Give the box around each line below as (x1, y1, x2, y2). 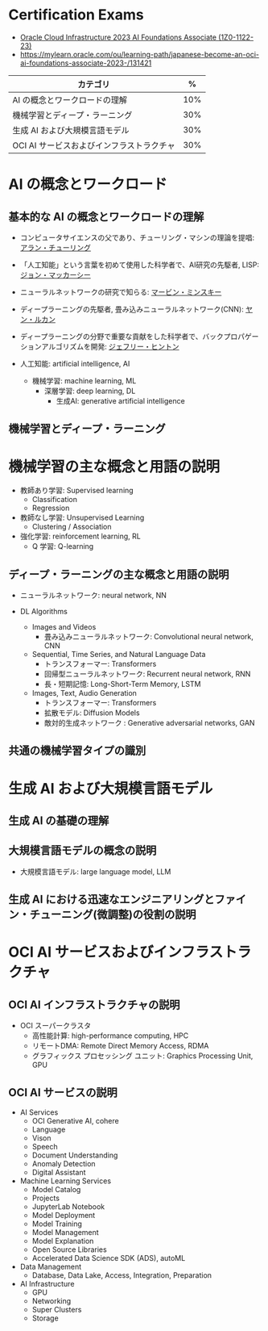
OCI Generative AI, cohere (31, 1116, 119, 1126)
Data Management (19, 1262, 82, 1272)
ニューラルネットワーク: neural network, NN (19, 591, 167, 601)
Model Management (31, 1228, 99, 1237)
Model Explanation (31, 1237, 94, 1246)
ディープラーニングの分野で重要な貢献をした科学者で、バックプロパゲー (19, 331, 259, 341)
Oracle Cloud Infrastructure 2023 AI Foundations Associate (19, 32, 217, 42)
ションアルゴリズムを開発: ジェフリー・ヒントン (19, 341, 179, 351)
